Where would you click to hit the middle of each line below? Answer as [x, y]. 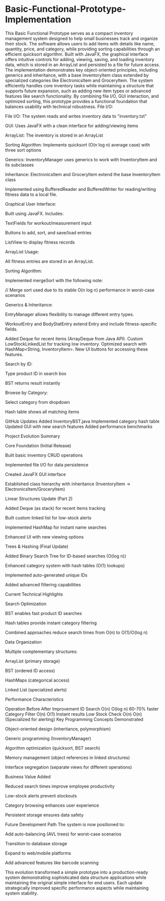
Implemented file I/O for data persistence [47, 465]
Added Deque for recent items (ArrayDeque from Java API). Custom [74, 338]
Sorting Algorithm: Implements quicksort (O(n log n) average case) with [78, 144]
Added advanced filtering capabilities [43, 584]
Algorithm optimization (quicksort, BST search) [53, 748]
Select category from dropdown [37, 402]
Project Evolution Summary [33, 436]
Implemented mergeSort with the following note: [54, 280]
